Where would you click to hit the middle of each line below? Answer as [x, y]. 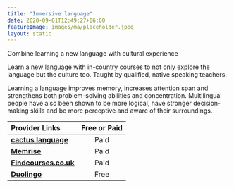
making [18, 111]
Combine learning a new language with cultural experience [93, 54]
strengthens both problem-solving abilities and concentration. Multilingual [115, 96]
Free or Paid [102, 128]
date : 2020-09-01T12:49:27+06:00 [56, 20]
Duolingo [26, 175]
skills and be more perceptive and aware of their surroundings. [121, 111]
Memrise [26, 151]
